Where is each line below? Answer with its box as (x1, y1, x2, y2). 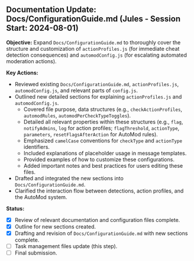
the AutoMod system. (14, 193, 67, 200)
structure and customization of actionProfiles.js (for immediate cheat (6, 45, 180, 52)
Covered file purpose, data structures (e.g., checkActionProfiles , (23, 106, 182, 113)
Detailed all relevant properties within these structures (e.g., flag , (23, 118, 183, 125)
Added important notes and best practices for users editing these (23, 162, 183, 169)
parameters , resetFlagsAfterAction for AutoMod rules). (23, 130, 158, 138)
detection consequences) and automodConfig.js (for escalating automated (6, 51, 187, 58)
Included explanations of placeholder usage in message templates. (23, 149, 187, 156)
